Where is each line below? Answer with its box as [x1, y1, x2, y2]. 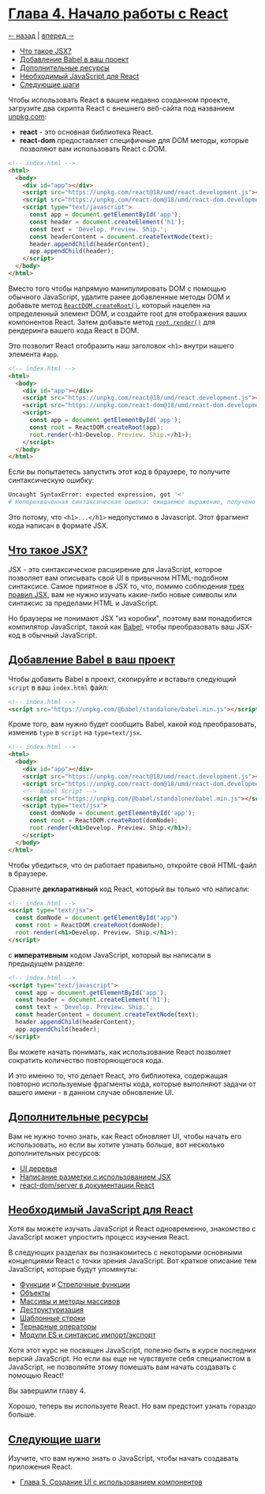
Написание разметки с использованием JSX [19, 1172, 171, 1181]
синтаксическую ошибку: [8, 476, 95, 485]
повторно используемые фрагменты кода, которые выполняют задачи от [8, 1079, 256, 1089]
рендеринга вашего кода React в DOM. [8, 326, 140, 335]
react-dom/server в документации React [19, 1180, 155, 1190]
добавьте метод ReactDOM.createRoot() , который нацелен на [8, 300, 211, 310]
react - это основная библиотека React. [19, 127, 154, 137]
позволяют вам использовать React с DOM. [19, 144, 167, 153]
